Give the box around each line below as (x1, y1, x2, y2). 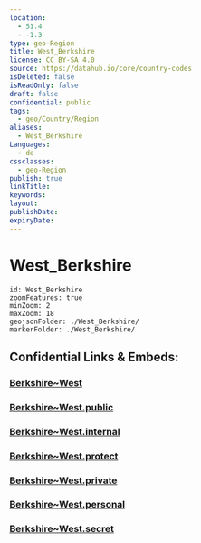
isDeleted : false (9, 73, 75, 82)
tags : (9, 106, 30, 115)
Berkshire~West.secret (9, 523, 115, 536)
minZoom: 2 (9, 301, 51, 310)
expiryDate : (9, 215, 54, 225)
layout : (9, 199, 39, 209)
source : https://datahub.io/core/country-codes (9, 64, 193, 74)
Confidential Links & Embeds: (9, 349, 179, 364)
